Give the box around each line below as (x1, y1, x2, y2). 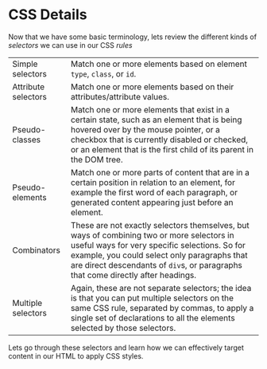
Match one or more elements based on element (70, 58, 248, 69)
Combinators (12, 245, 61, 256)
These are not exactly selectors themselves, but (70, 219, 250, 230)
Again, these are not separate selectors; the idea (70, 282, 252, 293)
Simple (12, 58, 38, 69)
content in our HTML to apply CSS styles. (8, 351, 144, 360)
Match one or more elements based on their (70, 81, 234, 92)
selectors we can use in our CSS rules (8, 40, 133, 49)
